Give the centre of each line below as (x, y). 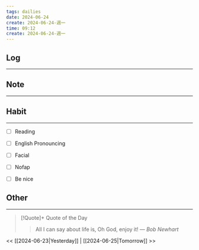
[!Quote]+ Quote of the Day (54, 217)
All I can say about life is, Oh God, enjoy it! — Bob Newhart (107, 229)
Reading (25, 132)
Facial (22, 155)
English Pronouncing (40, 143)
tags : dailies (24, 12)
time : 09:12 (21, 28)
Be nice (24, 179)
